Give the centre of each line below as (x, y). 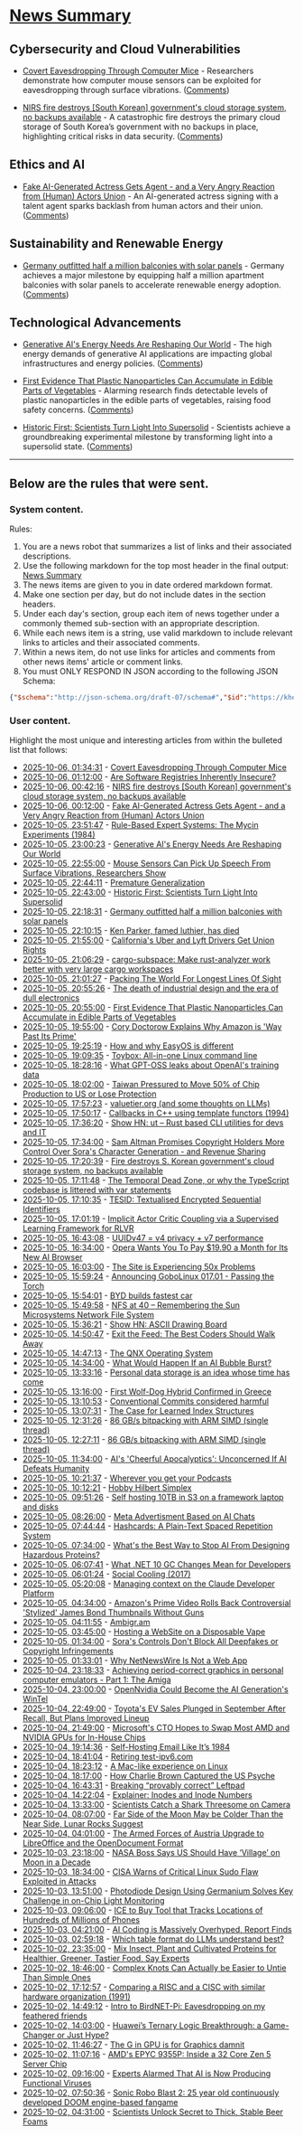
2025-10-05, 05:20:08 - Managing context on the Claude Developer (148, 1584)
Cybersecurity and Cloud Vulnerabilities (125, 49)
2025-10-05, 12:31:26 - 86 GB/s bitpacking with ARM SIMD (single (145, 1421)
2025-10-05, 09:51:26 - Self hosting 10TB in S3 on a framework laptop (153, 1498)
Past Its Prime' (49, 1037)
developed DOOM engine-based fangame (100, 2102)
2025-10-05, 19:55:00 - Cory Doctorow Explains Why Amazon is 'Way (152, 1027)
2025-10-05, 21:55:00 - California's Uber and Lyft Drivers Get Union (148, 940)
